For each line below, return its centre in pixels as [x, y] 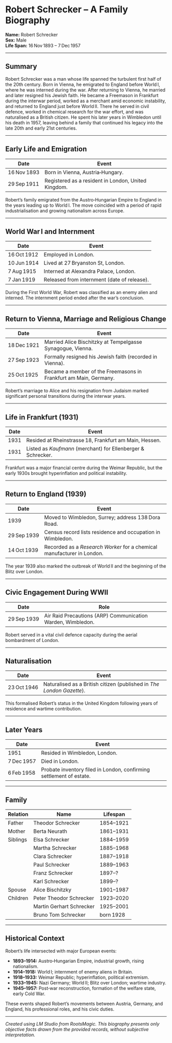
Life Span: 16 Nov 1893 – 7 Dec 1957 [43, 45]
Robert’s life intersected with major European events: [61, 951]
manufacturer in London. [74, 553]
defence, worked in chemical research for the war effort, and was [74, 112]
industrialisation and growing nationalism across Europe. [65, 211]
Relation [18, 814]
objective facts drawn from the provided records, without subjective [77, 1029]
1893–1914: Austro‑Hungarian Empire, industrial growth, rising [78, 961]
